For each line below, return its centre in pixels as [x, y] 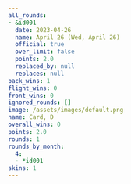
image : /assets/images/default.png [66, 110]
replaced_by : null [45, 67]
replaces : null [40, 74]
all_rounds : [27, 15]
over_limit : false [45, 52]
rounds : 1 [24, 139]
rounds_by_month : [36, 146]
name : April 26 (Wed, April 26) [68, 37]
